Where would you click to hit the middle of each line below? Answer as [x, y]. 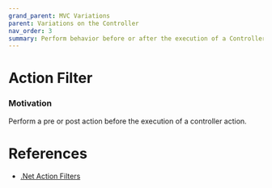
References [48, 153]
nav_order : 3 [30, 31]
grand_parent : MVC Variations [59, 16]
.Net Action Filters [50, 176]
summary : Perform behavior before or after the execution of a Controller [137, 38]
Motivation [30, 103]
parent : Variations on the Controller [74, 23]
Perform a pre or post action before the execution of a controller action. [127, 121]
